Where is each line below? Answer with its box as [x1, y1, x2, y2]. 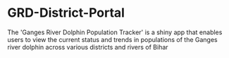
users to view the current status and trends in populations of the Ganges [7, 35, 218, 43]
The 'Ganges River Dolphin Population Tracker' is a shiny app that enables [7, 28, 223, 36]
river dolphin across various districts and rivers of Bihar [7, 43, 168, 51]
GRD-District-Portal [7, 5, 125, 21]
